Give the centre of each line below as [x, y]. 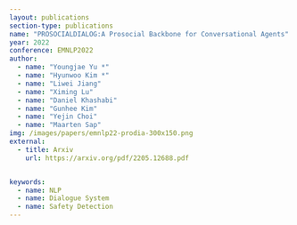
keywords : [28, 182]
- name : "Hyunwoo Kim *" [63, 76]
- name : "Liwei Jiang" [59, 84]
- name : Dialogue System [63, 198]
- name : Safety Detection [66, 207]
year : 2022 [29, 42]
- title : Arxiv [45, 149]
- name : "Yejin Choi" [58, 117]
